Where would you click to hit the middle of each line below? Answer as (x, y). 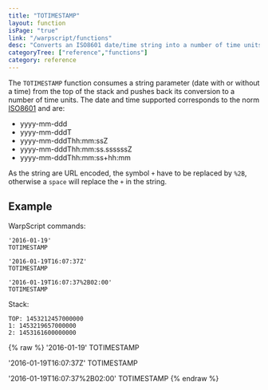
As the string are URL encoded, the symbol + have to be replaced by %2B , (128, 173)
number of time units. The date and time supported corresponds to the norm (134, 100)
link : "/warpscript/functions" (60, 38)
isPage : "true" (33, 30)
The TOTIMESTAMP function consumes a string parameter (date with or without (134, 83)
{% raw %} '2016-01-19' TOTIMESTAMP (74, 347)
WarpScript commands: (47, 226)
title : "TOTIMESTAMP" (44, 16)
